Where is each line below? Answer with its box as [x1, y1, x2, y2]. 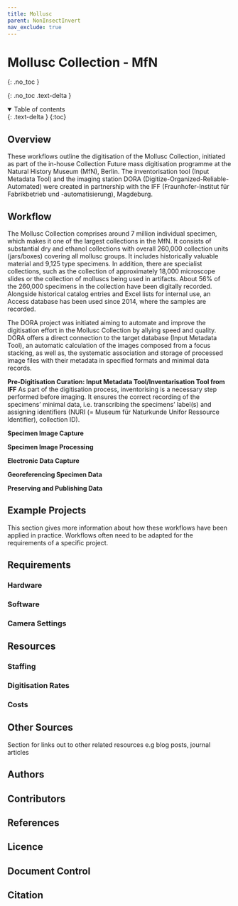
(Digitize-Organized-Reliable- [143, 175, 229, 183]
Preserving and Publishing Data [7, 484, 103, 492]
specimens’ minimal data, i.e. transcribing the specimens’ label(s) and [7, 400, 212, 408]
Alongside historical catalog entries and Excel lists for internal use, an [7, 289, 211, 298]
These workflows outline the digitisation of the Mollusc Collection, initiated [7, 152, 226, 160]
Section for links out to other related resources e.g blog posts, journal [7, 740, 211, 749]
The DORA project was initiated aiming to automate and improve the [7, 318, 206, 327]
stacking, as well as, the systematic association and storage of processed [7, 349, 224, 357]
